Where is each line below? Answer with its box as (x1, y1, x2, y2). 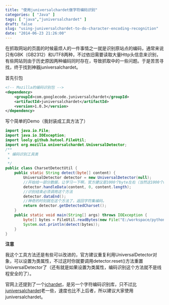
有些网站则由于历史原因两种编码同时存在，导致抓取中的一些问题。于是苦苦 (5, 58, 159, 64)
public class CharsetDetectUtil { (5, 166, 78, 171)
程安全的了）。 (5, 271, 34, 277)
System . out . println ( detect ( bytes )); (23, 222, 100, 227)
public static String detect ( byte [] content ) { (14, 170, 116, 175)
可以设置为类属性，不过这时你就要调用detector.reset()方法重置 (14, 258, 143, 264)
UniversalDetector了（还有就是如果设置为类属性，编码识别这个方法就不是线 (5, 264, 162, 270)
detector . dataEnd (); (23, 194, 66, 199)
